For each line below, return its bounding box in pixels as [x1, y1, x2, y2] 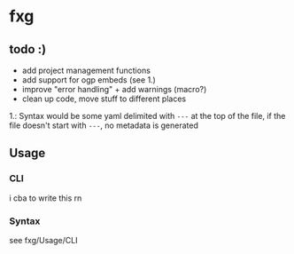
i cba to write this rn [9, 193, 82, 203]
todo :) [9, 42, 47, 57]
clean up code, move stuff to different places [21, 93, 187, 104]
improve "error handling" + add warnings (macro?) [21, 84, 207, 94]
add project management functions [21, 65, 151, 75]
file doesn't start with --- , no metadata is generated [9, 120, 199, 131]
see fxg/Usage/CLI [9, 234, 78, 245]
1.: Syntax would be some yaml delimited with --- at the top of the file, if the [9, 111, 286, 121]
